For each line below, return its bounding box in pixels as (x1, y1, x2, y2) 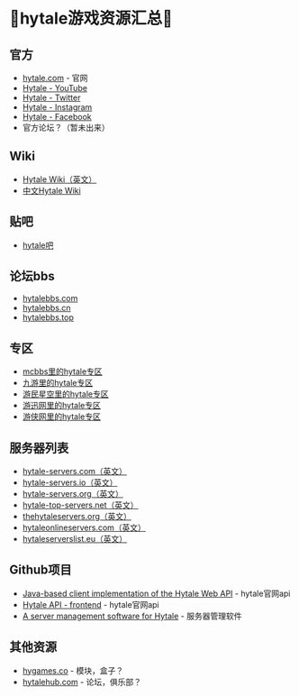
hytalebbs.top (22, 312, 74, 323)
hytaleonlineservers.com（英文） (22, 522, 147, 533)
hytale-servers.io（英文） (22, 477, 118, 488)
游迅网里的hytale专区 (22, 400, 102, 411)
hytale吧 (22, 240, 54, 251)
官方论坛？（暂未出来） (22, 123, 110, 133)
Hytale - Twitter (22, 92, 81, 103)
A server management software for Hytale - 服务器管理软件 (22, 610, 242, 621)
